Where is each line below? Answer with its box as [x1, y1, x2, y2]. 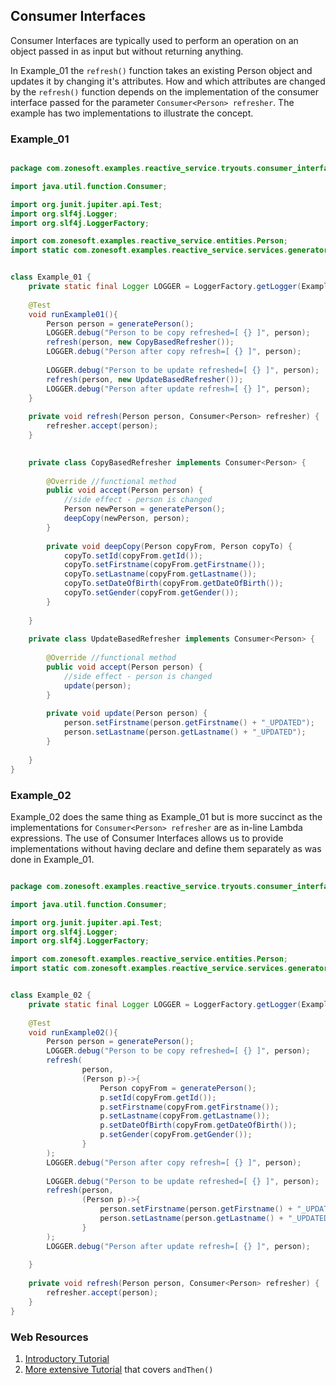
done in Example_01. [10, 853, 95, 865]
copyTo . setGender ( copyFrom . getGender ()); [63, 588, 240, 598]
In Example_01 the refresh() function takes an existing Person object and [10, 64, 313, 76]
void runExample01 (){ [28, 309, 118, 319]
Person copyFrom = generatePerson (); [99, 1083, 257, 1093]
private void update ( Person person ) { [46, 709, 208, 719]
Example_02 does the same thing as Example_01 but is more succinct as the [10, 810, 323, 823]
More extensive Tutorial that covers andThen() [24, 1363, 214, 1375]
